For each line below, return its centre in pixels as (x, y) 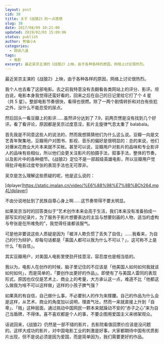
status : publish (21, 37)
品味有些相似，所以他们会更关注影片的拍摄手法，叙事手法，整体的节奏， (86, 153)
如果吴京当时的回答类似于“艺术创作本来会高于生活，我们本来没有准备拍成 (79, 211)
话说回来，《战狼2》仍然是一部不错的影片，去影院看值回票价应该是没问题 (78, 324)
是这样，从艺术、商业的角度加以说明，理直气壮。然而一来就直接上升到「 (78, 302)
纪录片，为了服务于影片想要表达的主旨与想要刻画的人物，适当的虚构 (90, 217)
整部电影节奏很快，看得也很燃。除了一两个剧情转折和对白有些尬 (93, 101)
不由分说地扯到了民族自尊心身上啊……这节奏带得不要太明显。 (67, 201)
